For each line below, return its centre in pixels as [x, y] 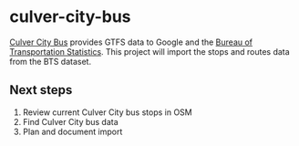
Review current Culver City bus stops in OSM [108, 112]
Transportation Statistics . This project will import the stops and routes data [149, 51]
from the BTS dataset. [51, 61]
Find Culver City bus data [70, 121]
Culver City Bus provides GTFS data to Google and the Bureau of [131, 42]
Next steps [41, 90]
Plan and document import [72, 131]
